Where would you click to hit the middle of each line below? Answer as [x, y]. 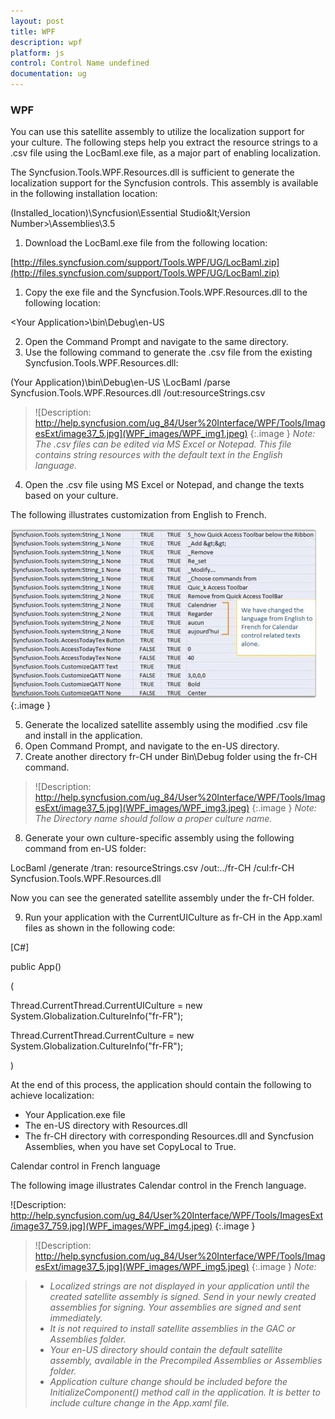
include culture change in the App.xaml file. [139, 1403]
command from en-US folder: [85, 849]
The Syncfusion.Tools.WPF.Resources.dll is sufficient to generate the [152, 172]
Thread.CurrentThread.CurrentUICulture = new [106, 1006]
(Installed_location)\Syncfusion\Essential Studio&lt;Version [130, 213]
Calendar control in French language [85, 1166]
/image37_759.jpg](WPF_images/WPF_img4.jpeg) [111, 1226]
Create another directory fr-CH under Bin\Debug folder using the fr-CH [171, 757]
